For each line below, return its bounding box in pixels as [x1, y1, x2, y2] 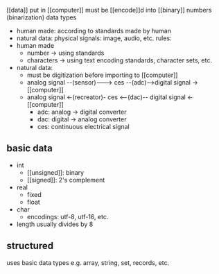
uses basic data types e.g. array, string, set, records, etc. [6, 258, 170, 266]
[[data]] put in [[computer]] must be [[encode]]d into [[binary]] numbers [6, 6, 212, 14]
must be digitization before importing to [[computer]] [26, 71, 178, 79]
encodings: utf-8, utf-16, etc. [26, 212, 109, 221]
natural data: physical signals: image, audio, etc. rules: [16, 34, 172, 42]
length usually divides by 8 [16, 220, 94, 228]
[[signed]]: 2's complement [26, 175, 105, 184]
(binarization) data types [6, 13, 77, 22]
